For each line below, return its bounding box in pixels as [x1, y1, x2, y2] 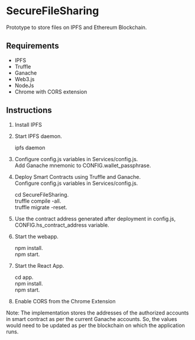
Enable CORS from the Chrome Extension [14, 297, 116, 304]
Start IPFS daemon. [14, 132, 62, 140]
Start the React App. [14, 262, 64, 269]
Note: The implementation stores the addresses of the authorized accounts [6, 309, 189, 316]
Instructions [6, 105, 52, 116]
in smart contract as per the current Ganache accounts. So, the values [6, 315, 177, 322]
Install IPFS [14, 121, 43, 128]
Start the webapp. [14, 233, 59, 240]
